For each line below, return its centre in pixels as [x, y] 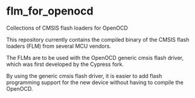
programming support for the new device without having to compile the [95, 82]
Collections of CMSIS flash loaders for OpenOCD [67, 28]
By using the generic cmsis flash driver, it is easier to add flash [84, 76]
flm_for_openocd [50, 11]
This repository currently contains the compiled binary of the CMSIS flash [98, 39]
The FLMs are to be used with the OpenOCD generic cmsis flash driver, [95, 57]
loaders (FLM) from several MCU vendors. [59, 46]
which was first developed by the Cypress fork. [65, 64]
